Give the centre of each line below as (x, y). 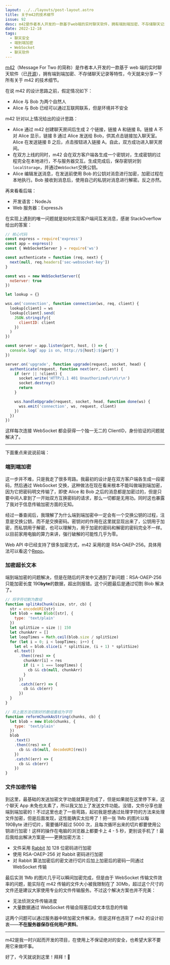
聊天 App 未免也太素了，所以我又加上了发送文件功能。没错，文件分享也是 (86, 805)
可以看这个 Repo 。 (28, 551)
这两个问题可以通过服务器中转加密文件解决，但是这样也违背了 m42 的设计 (82, 918)
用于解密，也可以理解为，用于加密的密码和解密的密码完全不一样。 (96, 528)
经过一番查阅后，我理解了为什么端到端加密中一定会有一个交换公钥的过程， (83, 515)
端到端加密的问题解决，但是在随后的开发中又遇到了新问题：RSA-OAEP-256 (83, 577)
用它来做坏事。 (21, 946)
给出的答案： (18, 225)
